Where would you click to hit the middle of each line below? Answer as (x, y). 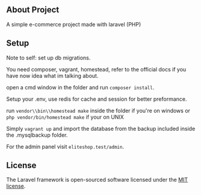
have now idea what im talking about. (52, 76)
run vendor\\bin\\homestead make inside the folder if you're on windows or (98, 110)
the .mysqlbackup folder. (37, 135)
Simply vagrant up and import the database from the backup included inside (101, 128)
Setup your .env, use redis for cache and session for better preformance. (97, 99)
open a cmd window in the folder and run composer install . (80, 87)
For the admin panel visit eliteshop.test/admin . (65, 146)
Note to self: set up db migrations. (48, 58)
